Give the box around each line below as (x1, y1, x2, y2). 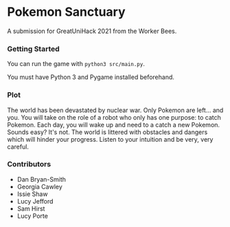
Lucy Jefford (16, 197, 54, 205)
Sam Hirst (16, 204, 45, 213)
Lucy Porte (16, 211, 48, 220)
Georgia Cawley (16, 182, 63, 191)
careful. (7, 142, 30, 151)
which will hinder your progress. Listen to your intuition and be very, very (7, 135, 214, 143)
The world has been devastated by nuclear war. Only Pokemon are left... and (7, 106, 224, 114)
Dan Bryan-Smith (16, 175, 67, 183)
